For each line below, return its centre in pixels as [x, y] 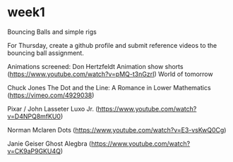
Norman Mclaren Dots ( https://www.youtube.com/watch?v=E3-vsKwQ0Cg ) [117, 130]
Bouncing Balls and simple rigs [52, 32]
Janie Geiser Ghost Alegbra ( [49, 143]
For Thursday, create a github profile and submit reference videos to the [112, 45]
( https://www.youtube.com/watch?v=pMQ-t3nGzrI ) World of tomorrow [110, 74]
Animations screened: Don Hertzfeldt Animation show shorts [95, 66]
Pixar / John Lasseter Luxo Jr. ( [53, 108]
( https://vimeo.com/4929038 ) [51, 95]
